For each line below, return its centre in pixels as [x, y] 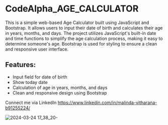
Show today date [30, 82]
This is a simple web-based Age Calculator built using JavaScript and [77, 22]
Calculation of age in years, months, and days [60, 87]
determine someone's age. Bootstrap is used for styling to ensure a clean [81, 43]
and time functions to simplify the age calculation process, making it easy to [84, 38]
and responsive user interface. [37, 49]
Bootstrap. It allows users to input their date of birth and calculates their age [84, 27]
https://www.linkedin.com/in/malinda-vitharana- [107, 102]
